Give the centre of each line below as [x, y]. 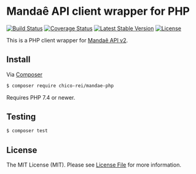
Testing [21, 117]
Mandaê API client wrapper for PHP [98, 11]
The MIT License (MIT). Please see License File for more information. [94, 165]
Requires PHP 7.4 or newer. [41, 97]
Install [18, 60]
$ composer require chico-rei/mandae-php [60, 85]
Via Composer [25, 74]
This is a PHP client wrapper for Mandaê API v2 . [67, 40]
